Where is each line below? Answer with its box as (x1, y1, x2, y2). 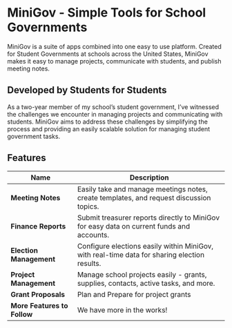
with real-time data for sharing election (77, 250, 205, 260)
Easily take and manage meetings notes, (77, 184, 209, 194)
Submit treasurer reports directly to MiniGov (77, 213, 220, 222)
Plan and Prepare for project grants (77, 289, 191, 299)
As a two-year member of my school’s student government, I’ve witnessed (7, 102, 220, 111)
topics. (77, 202, 99, 211)
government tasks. (7, 132, 61, 140)
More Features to (10, 300, 68, 310)
